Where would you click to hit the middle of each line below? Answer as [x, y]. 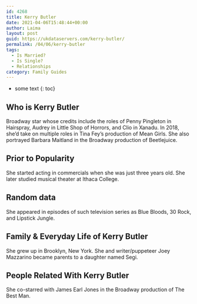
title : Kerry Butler [31, 17]
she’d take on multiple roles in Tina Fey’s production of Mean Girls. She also [98, 134]
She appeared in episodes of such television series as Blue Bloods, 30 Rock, [99, 212]
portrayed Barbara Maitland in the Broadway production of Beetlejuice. [92, 140]
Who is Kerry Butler [43, 107]
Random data [31, 198]
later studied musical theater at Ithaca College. [63, 179]
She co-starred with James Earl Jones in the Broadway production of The [95, 290]
